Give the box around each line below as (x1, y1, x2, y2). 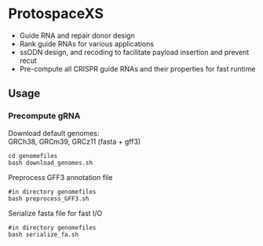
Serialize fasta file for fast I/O (8, 208, 103, 218)
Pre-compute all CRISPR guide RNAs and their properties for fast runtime (19, 64, 256, 73)
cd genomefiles (8, 152, 58, 160)
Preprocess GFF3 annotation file (8, 172, 113, 182)
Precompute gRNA (8, 111, 81, 122)
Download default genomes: (8, 128, 100, 138)
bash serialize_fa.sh (8, 230, 79, 238)
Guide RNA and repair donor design (19, 31, 135, 40)
